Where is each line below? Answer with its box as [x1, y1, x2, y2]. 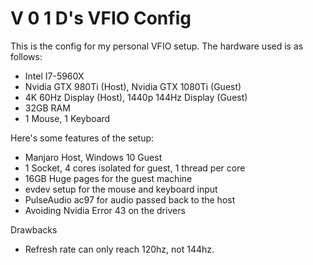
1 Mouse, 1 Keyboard [24, 112, 111, 124]
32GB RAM [24, 102, 71, 114]
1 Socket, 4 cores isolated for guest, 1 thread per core [24, 162, 246, 174]
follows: [10, 50, 43, 62]
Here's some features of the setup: [10, 132, 155, 144]
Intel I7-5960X [24, 70, 85, 82]
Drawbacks [10, 223, 58, 236]
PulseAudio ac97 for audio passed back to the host [24, 193, 236, 206]
